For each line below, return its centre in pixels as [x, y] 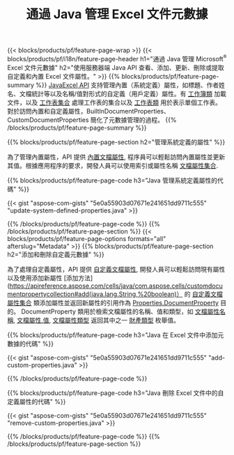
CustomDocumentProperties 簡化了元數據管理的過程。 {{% [92, 120]
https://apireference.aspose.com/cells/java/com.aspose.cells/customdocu [116, 286]
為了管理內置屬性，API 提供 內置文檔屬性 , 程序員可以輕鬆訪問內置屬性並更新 [116, 157]
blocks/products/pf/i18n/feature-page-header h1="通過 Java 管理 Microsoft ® [117, 58]
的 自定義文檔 [203, 294]
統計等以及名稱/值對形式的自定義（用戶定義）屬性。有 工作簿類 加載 [128, 93]
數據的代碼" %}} [31, 344]
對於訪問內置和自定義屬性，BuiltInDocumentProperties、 [89, 111]
